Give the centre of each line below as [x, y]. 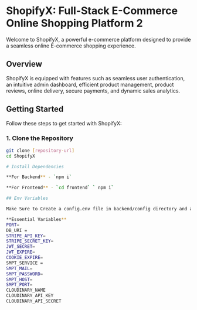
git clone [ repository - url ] [40, 151]
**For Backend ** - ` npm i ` [39, 177]
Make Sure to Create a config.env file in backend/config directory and [97, 209]
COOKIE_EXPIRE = [25, 258]
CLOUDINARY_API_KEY [30, 296]
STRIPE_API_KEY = [26, 236]
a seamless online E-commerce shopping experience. [71, 46]
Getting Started [35, 109]
